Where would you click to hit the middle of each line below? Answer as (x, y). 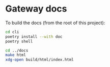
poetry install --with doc (34, 37)
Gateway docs (36, 9)
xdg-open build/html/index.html (39, 60)
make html (16, 55)
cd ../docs (17, 50)
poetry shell (19, 41)
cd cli (12, 32)
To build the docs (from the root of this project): (55, 23)
